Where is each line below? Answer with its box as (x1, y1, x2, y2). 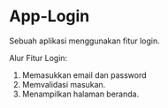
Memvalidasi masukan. (21, 79, 106, 89)
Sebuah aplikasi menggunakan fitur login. (9, 35, 161, 46)
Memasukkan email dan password (21, 69, 148, 81)
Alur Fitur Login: (9, 52, 68, 63)
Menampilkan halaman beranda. (21, 89, 140, 99)
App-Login (9, 6, 90, 27)
